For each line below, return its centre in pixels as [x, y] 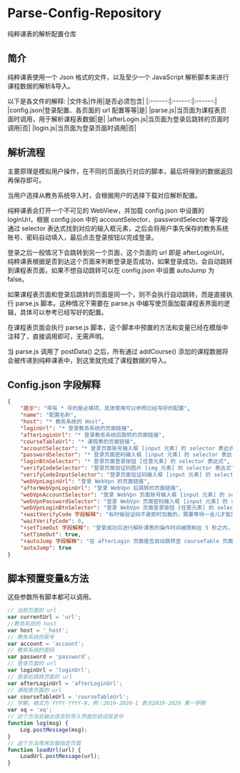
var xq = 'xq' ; [30, 710]
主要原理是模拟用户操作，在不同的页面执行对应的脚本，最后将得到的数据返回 [120, 171]
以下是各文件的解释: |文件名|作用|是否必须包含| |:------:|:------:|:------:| [112, 101]
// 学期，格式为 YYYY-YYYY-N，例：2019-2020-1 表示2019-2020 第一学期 [106, 703]
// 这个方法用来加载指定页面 [44, 743]
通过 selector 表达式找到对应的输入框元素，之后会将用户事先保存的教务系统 [118, 228]
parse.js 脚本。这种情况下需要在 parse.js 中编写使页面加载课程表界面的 [120, 303]
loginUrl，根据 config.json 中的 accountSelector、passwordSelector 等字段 [118, 219]
